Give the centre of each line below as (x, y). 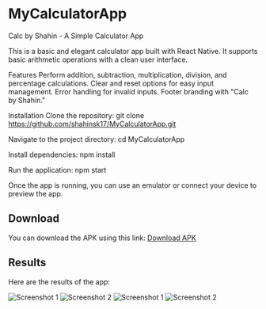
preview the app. (36, 193)
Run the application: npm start (57, 170)
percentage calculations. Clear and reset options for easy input (111, 83)
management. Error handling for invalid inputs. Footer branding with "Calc (129, 91)
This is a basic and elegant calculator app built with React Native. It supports (133, 51)
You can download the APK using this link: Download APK (102, 238)
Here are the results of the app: (59, 281)
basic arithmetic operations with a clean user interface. (98, 59)
